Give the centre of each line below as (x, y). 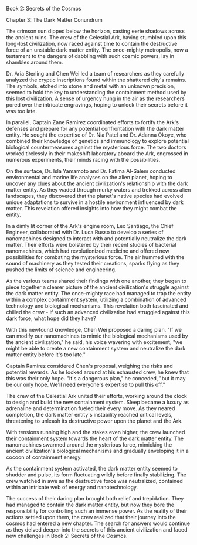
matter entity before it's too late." (46, 355)
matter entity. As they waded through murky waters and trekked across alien (98, 190)
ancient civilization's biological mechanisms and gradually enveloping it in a (97, 451)
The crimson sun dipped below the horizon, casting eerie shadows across (95, 31)
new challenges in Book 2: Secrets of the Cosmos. (67, 536)
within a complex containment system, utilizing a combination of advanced (96, 299)
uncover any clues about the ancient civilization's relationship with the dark (97, 183)
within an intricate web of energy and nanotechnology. (72, 487)
